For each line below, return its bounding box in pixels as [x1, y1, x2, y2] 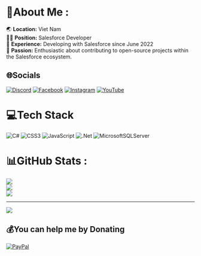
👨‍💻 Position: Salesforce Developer [6, 34, 92, 41]
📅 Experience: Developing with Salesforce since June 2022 [6, 40, 154, 47]
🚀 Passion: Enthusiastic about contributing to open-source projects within [6, 47, 189, 54]
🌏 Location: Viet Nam [6, 25, 62, 32]
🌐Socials [6, 70, 41, 81]
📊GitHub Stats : [6, 154, 88, 168]
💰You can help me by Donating [6, 224, 125, 235]
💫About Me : [6, 5, 69, 19]
